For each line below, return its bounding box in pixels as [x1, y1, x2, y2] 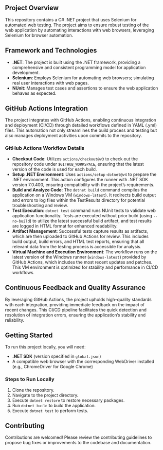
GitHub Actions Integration [5, 104, 88, 113]
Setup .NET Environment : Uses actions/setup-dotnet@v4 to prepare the [12, 171, 157, 177]
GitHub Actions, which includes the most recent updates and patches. [12, 259, 153, 265]
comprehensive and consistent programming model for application [12, 64, 146, 70]
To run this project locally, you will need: [5, 344, 86, 350]
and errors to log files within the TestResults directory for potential [12, 197, 145, 203]
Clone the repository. [12, 387, 54, 393]
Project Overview [5, 4, 59, 12]
